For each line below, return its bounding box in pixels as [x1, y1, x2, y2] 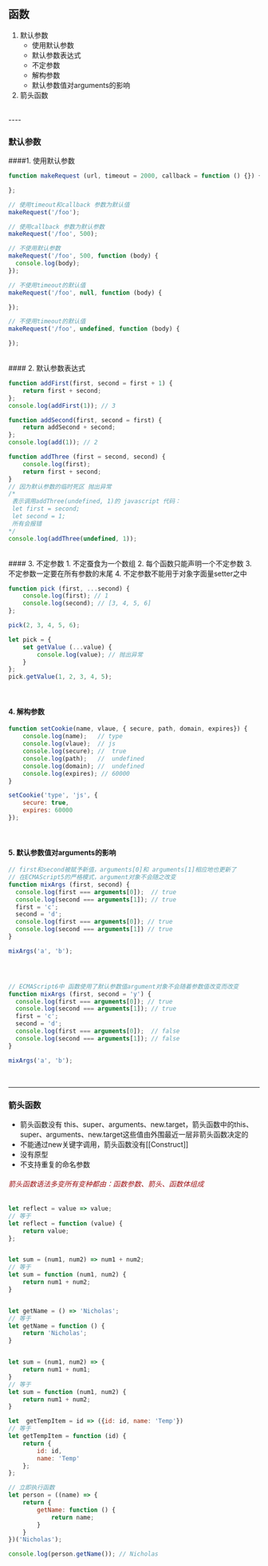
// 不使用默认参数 [8, 245, 61, 253]
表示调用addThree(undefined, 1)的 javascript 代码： [11, 497, 181, 505]
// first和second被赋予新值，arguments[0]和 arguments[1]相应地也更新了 [8, 866, 237, 874]
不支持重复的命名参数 [19, 1159, 90, 1169]
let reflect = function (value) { [8, 1219, 124, 1228]
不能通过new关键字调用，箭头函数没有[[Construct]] [19, 1139, 189, 1149]
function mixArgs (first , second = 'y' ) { [8, 990, 152, 998]
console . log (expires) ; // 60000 [22, 769, 130, 777]
